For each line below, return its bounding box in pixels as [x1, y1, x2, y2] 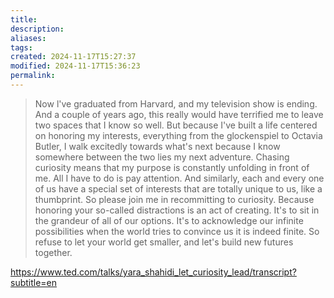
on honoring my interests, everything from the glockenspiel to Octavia [34, 129, 323, 141]
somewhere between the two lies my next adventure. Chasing [34, 151, 290, 163]
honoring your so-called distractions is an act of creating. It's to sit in [34, 204, 320, 216]
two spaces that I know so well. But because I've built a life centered [34, 119, 318, 131]
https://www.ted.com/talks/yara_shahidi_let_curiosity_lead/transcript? [10, 266, 297, 278]
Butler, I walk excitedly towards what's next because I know [34, 140, 281, 152]
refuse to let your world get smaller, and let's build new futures [34, 236, 294, 248]
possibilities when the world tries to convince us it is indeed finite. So [34, 225, 320, 237]
